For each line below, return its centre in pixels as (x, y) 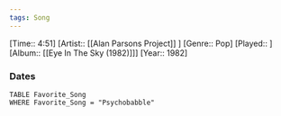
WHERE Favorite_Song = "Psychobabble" (82, 103)
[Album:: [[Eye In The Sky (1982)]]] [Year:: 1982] (99, 53)
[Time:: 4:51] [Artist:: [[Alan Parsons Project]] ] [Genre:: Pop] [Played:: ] (141, 43)
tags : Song (30, 18)
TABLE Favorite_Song (48, 94)
